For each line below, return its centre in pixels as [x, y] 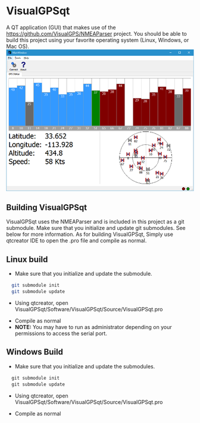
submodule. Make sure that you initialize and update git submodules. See [96, 228]
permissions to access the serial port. [61, 333]
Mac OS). [18, 46]
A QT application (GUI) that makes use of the [61, 27]
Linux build [27, 259]
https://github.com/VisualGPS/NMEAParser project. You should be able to [97, 33]
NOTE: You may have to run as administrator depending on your [93, 327]
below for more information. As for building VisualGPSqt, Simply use [90, 234]
